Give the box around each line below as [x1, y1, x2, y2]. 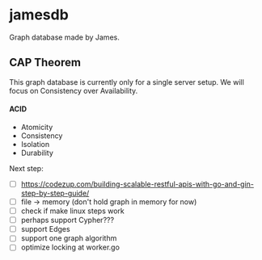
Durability [20, 148, 53, 157]
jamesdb [9, 6, 70, 24]
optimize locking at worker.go [20, 242, 120, 252]
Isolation [20, 139, 50, 149]
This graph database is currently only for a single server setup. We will [9, 77, 245, 86]
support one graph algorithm [20, 233, 117, 243]
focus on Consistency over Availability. [9, 86, 138, 95]
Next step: [9, 163, 44, 173]
